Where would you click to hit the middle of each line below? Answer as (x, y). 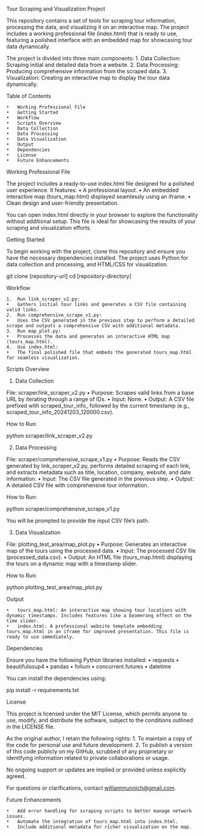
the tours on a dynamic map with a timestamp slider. (72, 564)
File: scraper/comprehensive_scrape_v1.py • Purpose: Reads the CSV (93, 459)
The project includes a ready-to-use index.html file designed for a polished (100, 183)
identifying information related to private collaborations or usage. (88, 758)
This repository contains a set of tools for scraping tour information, (91, 20)
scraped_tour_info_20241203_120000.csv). (60, 412)
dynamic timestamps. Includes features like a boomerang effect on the (99, 615)
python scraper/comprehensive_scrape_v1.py (63, 509)
